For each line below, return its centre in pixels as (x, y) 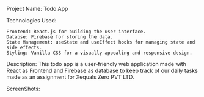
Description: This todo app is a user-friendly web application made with (96, 64)
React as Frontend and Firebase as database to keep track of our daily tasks (102, 70)
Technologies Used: (31, 20)
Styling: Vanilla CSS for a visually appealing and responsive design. (99, 53)
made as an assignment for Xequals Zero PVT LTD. (70, 77)
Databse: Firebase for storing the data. (60, 37)
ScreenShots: (24, 89)
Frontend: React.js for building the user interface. (76, 32)
